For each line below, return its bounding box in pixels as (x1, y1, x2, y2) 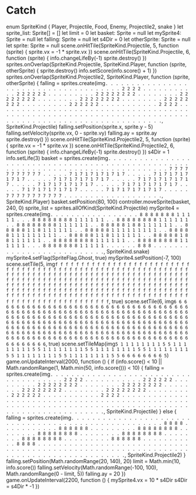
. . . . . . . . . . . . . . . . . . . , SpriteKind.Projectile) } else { (6, 408, 177, 415)
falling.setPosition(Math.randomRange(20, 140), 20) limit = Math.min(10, (6, 457, 181, 464)
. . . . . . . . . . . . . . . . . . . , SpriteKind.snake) (6, 247, 150, 255)
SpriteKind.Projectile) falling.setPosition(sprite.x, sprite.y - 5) (6, 123, 153, 130)
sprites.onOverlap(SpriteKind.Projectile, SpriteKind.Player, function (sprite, (6, 60, 187, 68)
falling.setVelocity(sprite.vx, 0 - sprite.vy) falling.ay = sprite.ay (6, 129, 157, 136)
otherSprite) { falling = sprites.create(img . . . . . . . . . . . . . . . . (6, 79, 187, 86)
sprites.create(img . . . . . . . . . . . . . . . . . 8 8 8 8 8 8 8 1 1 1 (6, 210, 190, 217)
